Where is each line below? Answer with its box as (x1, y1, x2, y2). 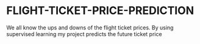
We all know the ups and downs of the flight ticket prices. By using (6, 24, 174, 31)
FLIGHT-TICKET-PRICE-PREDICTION (6, 4, 194, 18)
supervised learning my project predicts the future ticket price (6, 30, 163, 37)
